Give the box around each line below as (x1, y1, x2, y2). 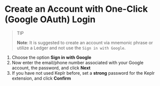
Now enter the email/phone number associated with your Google (11, 59, 144, 65)
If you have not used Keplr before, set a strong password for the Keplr (11, 70, 155, 76)
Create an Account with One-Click (4, 3, 148, 15)
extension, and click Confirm (11, 75, 71, 81)
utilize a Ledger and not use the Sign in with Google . (16, 45, 126, 51)
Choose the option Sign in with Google (11, 54, 92, 60)
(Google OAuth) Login (4, 14, 96, 25)
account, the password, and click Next (11, 65, 91, 71)
